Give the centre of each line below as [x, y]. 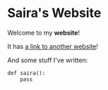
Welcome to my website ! [43, 33]
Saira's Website [54, 13]
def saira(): [26, 73]
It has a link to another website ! [53, 46]
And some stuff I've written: [48, 60]
